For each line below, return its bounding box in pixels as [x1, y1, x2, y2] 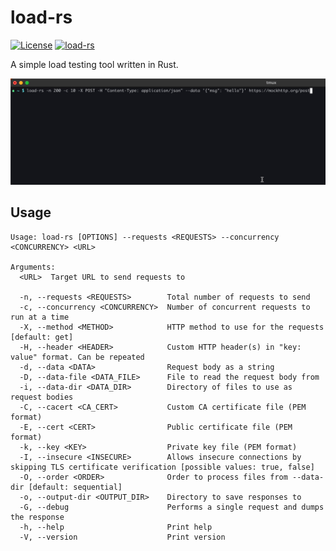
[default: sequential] [28, 482, 123, 492]
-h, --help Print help [19, 522, 213, 532]
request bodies [10, 392, 74, 402]
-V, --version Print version [19, 532, 226, 542]
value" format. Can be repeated [10, 352, 145, 362]
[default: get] [10, 332, 74, 342]
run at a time [10, 312, 70, 322]
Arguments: [10, 262, 56, 272]
